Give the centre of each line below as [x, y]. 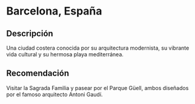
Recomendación [38, 73]
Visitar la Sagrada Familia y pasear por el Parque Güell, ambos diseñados [97, 88]
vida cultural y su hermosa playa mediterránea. [65, 54]
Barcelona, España [54, 11]
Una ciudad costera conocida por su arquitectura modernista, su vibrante [98, 48]
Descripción [30, 34]
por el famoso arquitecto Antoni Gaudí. [55, 94]
